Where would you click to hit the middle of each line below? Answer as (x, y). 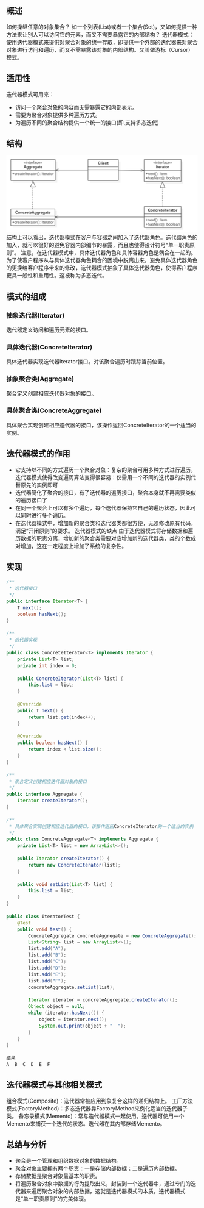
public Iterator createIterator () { (64, 859)
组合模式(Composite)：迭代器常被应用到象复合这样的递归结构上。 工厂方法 (100, 1101)
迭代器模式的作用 (38, 454)
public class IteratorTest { (43, 917)
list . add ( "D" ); (47, 968)
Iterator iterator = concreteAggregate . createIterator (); (103, 1000)
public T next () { (40, 710)
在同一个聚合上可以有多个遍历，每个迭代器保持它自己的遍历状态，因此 (103, 507)
